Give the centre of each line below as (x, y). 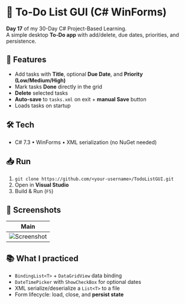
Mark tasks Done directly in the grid (58, 87)
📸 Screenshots (34, 210)
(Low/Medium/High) (40, 80)
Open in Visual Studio (42, 185)
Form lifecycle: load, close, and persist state (69, 295)
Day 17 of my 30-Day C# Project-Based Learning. (66, 28)
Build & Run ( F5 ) (34, 191)
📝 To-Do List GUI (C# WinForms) (87, 12)
